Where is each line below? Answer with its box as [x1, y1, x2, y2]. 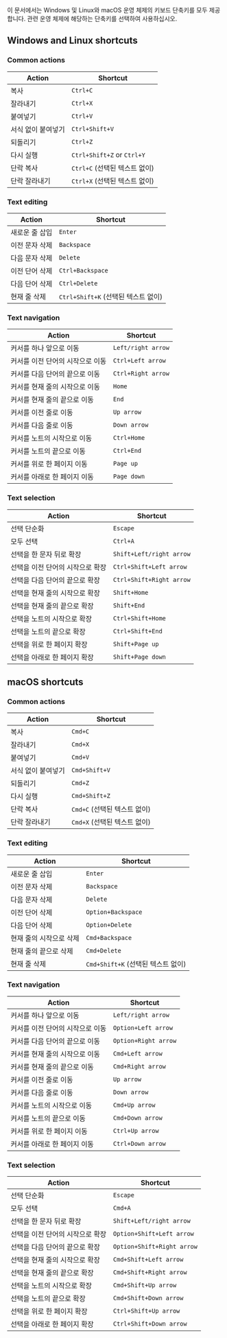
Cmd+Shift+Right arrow [112, 1269, 187, 1276]
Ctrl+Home [112, 434, 145, 442]
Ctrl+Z [71, 138, 93, 145]
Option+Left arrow [112, 1024, 174, 1031]
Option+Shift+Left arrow [112, 1230, 194, 1238]
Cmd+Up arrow [112, 1101, 156, 1109]
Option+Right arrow [112, 1037, 177, 1044]
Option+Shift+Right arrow [112, 1243, 198, 1251]
